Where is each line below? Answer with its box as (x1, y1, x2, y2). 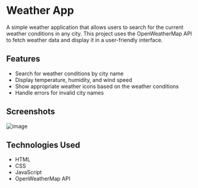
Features (6, 54, 40, 64)
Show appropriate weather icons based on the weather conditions (14, 83, 179, 90)
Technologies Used (6, 140, 80, 150)
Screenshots (6, 107, 55, 117)
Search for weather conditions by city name (14, 70, 124, 77)
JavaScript (14, 169, 42, 176)
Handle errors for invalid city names (14, 89, 104, 96)
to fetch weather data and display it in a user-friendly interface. (6, 36, 163, 43)
